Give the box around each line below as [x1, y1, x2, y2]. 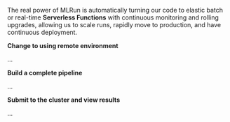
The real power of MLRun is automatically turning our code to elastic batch [7, 6, 223, 14]
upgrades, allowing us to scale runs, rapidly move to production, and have [7, 21, 222, 29]
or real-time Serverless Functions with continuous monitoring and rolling [7, 13, 219, 22]
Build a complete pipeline [7, 69, 83, 77]
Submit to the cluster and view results [7, 96, 121, 104]
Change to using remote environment [7, 42, 119, 49]
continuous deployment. [7, 28, 78, 36]
